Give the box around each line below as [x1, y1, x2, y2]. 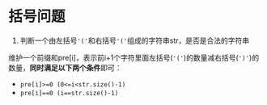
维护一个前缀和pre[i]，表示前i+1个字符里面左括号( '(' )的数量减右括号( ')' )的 [8, 52, 260, 62]
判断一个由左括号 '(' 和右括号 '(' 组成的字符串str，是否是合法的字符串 [19, 36, 250, 45]
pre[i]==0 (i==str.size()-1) [19, 89, 119, 97]
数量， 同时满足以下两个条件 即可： [8, 62, 122, 73]
